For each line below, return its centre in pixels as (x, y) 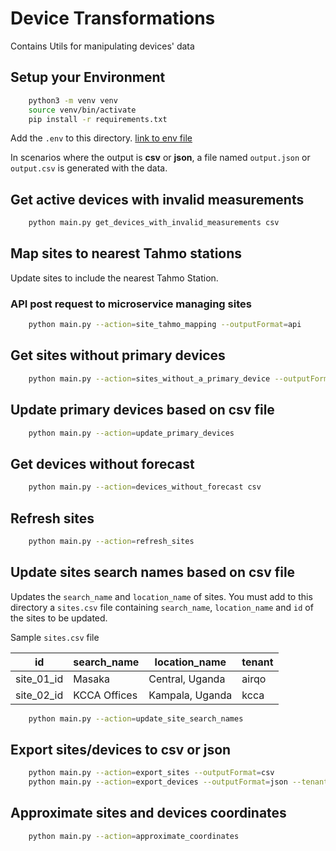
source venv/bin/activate (82, 110)
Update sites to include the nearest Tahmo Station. (114, 278)
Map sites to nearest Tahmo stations (126, 253)
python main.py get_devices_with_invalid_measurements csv (154, 223)
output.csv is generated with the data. (89, 168)
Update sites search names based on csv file (153, 572)
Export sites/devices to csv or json (121, 749)
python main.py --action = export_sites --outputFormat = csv (151, 773)
